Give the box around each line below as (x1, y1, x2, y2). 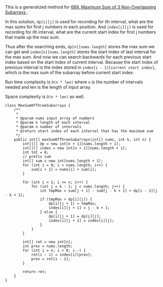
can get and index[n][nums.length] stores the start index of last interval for (5, 49, 156, 55)
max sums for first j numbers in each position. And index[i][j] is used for (5, 24, 154, 30)
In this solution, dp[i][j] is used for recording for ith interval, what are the (5, 19, 154, 24)
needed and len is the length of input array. (5, 84, 91, 90)
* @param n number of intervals (16, 124, 82, 129)
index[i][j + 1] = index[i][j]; (48, 218, 114, 223)
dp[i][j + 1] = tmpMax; (48, 201, 97, 206)
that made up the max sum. (5, 34, 60, 40)
